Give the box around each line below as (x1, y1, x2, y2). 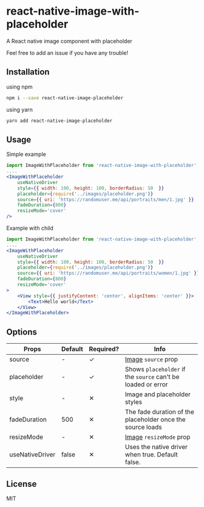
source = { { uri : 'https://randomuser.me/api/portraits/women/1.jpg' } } (17, 270, 200, 277)
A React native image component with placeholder (6, 37, 132, 44)
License (6, 478, 37, 489)
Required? (89, 345, 120, 353)
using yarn (6, 105, 33, 113)
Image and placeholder (124, 390, 191, 399)
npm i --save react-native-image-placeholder (6, 94, 123, 101)
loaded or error (124, 380, 168, 389)
